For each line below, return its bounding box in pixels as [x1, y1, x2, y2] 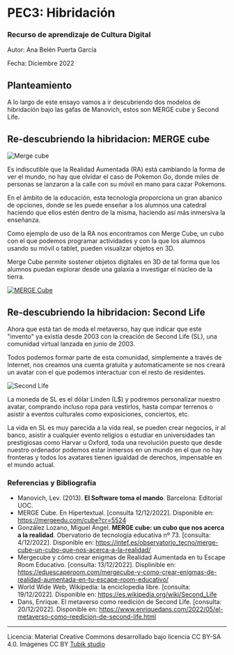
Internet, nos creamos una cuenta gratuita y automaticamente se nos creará [7, 360, 226, 369]
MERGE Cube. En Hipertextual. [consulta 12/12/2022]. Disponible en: [17, 508, 214, 517]
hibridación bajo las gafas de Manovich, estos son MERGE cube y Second [7, 105, 219, 114]
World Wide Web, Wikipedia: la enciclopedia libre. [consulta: [17, 583, 191, 591]
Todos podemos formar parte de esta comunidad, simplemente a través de [7, 353, 222, 361]
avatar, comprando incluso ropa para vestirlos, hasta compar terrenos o [7, 402, 214, 411]
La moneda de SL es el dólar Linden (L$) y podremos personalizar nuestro [7, 395, 221, 403]
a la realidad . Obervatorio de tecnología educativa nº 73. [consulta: [17, 531, 211, 539]
